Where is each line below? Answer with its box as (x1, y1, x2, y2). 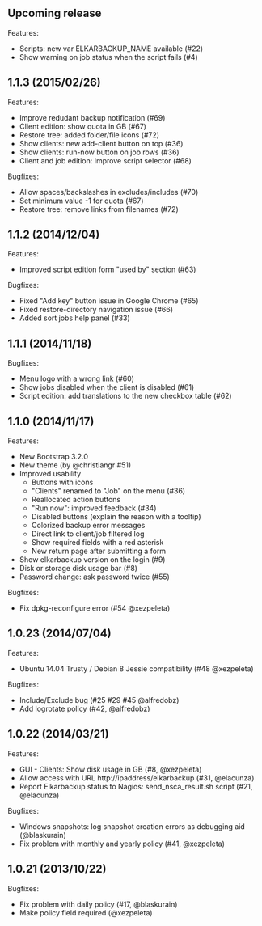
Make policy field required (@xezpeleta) (19, 907, 153, 917)
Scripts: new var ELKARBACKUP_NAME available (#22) (19, 44, 204, 53)
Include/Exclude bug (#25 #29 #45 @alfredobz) (19, 695, 180, 704)
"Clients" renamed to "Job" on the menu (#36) (31, 486, 186, 496)
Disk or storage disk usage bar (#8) (19, 564, 138, 573)
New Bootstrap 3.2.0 (19, 452, 89, 462)
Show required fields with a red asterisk (31, 538, 164, 548)
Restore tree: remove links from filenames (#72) (19, 204, 179, 214)
